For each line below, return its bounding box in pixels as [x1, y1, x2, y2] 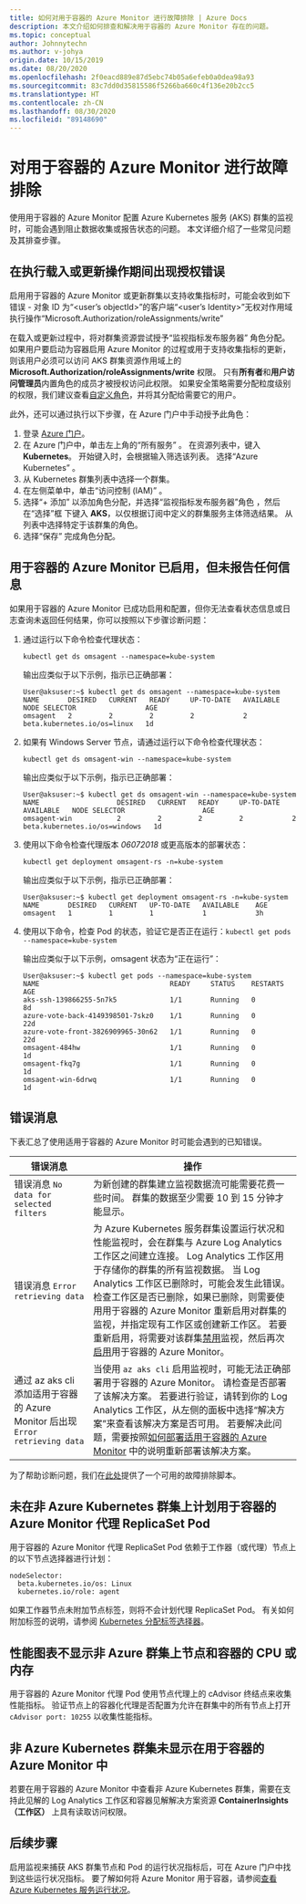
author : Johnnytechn [9, 38, 88, 48]
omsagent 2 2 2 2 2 [22, 711, 248, 721]
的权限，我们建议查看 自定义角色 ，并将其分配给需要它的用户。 [9, 389, 241, 400]
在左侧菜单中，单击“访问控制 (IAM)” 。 [22, 484, 168, 495]
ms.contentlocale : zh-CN [9, 98, 104, 108]
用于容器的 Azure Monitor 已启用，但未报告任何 [9, 560, 279, 576]
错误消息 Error [14, 1279, 77, 1292]
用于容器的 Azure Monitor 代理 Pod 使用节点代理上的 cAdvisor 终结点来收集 [9, 1689, 292, 1700]
